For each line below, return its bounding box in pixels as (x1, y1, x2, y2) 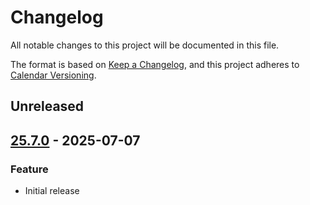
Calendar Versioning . (10, 69, 97, 81)
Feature (10, 162, 49, 176)
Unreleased (10, 98, 85, 115)
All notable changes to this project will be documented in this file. (10, 39, 280, 51)
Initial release (24, 185, 80, 197)
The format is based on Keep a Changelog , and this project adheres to (10, 58, 300, 70)
